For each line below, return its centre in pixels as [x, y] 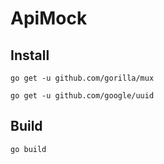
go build [28, 149]
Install [30, 55]
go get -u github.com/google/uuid [82, 96]
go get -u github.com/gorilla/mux [82, 78]
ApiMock [49, 18]
